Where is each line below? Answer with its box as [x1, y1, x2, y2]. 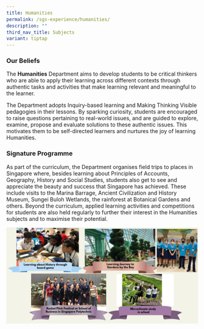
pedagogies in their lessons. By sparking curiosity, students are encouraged [6, 108, 198, 115]
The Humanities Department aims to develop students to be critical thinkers [6, 70, 197, 78]
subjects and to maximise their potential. [6, 215, 108, 222]
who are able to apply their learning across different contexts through [6, 77, 181, 84]
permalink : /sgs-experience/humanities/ [6, 16, 111, 23]
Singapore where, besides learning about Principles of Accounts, [6, 170, 169, 177]
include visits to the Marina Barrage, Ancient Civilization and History [6, 189, 177, 197]
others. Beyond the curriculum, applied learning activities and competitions [6, 202, 195, 209]
